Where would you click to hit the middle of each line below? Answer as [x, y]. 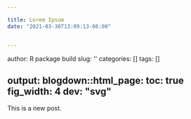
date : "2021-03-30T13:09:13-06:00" [59, 26]
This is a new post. [34, 108]
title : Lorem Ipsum [36, 20]
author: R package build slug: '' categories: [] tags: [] [84, 58]
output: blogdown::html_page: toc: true [96, 80]
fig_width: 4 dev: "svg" [59, 91]
